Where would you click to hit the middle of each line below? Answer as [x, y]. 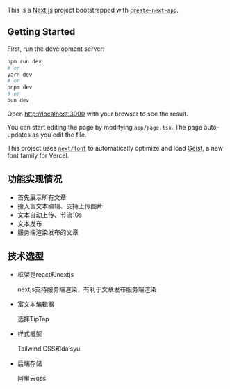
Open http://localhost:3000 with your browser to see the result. [98, 114]
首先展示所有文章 [42, 197]
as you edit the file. [59, 135]
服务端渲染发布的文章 [48, 232]
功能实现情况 [35, 180]
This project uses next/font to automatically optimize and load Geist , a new [115, 148]
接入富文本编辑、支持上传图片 [60, 206]
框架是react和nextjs [46, 274]
